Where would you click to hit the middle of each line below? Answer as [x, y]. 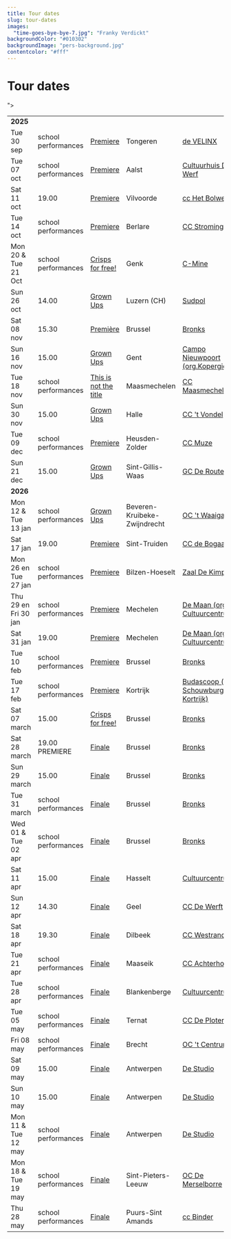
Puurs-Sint [144, 1212]
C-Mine [195, 263]
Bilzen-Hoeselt [151, 572]
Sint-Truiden [147, 543]
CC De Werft [202, 906]
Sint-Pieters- [148, 1175]
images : [18, 26]
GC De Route [203, 471]
